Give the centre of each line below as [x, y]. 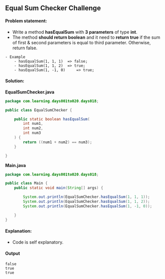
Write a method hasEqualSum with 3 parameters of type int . [75, 32]
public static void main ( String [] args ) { [59, 188]
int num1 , [33, 124]
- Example [15, 57]
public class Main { [27, 184]
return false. [25, 48]
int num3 [32, 133]
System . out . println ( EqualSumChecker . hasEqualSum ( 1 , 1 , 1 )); [86, 197]
